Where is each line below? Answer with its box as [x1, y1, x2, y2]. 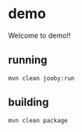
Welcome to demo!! [8, 31, 71, 40]
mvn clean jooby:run [8, 74, 76, 82]
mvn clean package [8, 116, 68, 124]
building [8, 96, 49, 109]
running [8, 53, 48, 67]
